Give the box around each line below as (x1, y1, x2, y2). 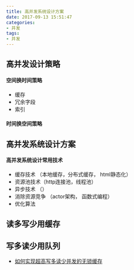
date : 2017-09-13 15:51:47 (6, 14, 72, 20)
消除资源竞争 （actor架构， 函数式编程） (14, 192, 113, 200)
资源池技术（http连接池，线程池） (14, 178, 97, 185)
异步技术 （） (14, 185, 48, 192)
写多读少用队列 (6, 241, 61, 251)
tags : (6, 31, 19, 36)
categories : (6, 19, 35, 25)
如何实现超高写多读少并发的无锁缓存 (14, 257, 103, 265)
